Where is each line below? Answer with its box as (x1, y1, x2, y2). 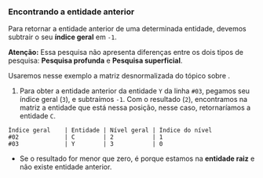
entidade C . (19, 111, 57, 121)
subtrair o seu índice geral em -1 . (8, 32, 117, 42)
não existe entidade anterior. (19, 162, 112, 172)
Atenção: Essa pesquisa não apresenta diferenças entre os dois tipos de (8, 48, 243, 57)
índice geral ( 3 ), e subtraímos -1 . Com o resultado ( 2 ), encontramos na (19, 95, 248, 104)
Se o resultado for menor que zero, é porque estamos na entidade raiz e (19, 154, 255, 163)
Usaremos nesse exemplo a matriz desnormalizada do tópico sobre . (8, 71, 230, 81)
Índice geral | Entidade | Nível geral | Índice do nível (8, 126, 213, 135)
